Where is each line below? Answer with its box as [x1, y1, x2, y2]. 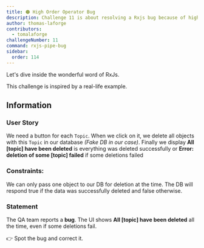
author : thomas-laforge [6, 20, 67, 26]
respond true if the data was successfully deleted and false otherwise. [6, 187, 183, 195]
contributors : [6, 26, 42, 32]
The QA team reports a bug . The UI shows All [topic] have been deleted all [6, 216, 195, 223]
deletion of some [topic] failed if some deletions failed [6, 151, 144, 159]
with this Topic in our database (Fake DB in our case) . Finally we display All [6, 139, 194, 146]
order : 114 [12, 54, 39, 60]
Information [6, 100, 52, 111]
